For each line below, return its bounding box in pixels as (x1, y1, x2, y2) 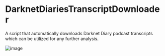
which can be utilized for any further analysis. (5, 36, 99, 42)
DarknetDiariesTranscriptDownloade (5, 3, 160, 15)
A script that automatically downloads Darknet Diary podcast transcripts (5, 30, 153, 36)
